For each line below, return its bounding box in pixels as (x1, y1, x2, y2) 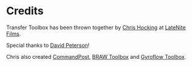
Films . (6, 30, 21, 37)
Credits (6, 4, 44, 18)
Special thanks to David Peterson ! (6, 42, 90, 49)
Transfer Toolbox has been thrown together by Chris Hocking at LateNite (6, 24, 186, 31)
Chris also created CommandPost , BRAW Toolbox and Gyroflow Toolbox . (6, 53, 187, 60)
